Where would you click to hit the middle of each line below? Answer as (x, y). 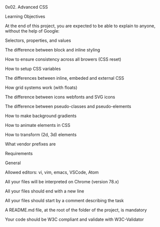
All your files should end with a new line (45, 191)
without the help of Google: (32, 31)
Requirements (19, 153)
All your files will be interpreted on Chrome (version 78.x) (62, 182)
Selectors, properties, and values (38, 40)
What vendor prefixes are (30, 144)
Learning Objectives (25, 16)
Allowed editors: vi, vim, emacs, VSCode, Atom (52, 172)
